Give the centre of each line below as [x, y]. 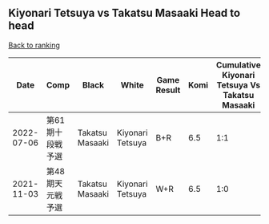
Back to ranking [34, 45]
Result [168, 90]
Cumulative [239, 65]
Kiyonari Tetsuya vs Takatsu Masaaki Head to [124, 13]
